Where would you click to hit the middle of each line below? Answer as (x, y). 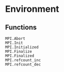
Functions (21, 27)
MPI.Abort (15, 38)
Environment (32, 9)
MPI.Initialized (22, 47)
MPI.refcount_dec (23, 65)
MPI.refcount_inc (23, 60)
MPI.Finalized (20, 56)
